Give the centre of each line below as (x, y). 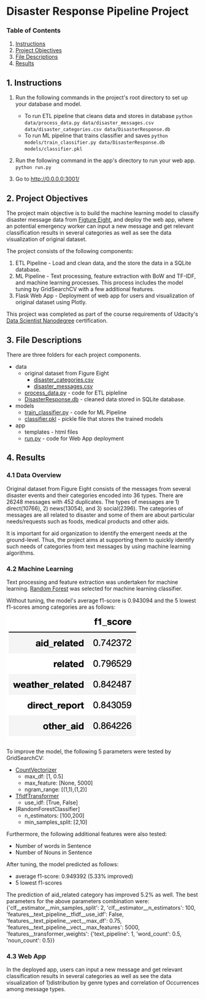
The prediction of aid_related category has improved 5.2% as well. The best (102, 895)
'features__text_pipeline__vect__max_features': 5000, (73, 927)
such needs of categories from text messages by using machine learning (99, 546)
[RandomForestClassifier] (48, 809)
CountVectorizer (36, 770)
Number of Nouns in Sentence (54, 852)
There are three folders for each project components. (74, 355)
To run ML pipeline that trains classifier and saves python (96, 136)
